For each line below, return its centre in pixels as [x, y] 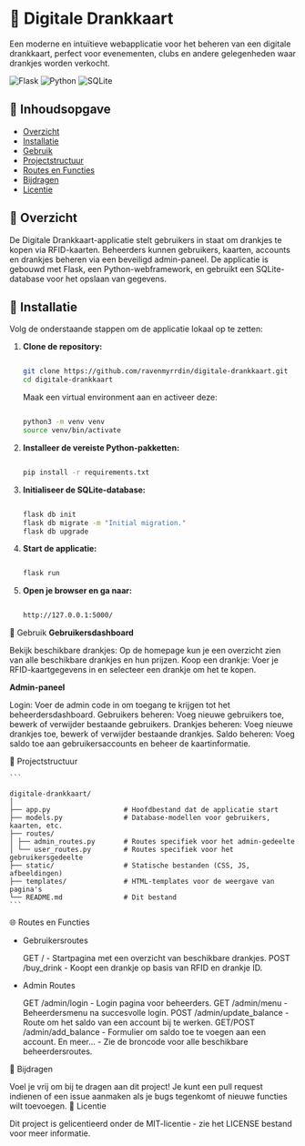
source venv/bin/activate [71, 431]
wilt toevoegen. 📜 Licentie [58, 1106]
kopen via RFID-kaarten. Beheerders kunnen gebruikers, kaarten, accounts [150, 249]
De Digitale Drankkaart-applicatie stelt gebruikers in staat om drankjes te [146, 239]
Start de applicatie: [60, 549]
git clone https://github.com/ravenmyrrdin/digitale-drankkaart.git [155, 371]
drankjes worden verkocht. [60, 63]
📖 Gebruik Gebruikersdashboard [71, 633]
